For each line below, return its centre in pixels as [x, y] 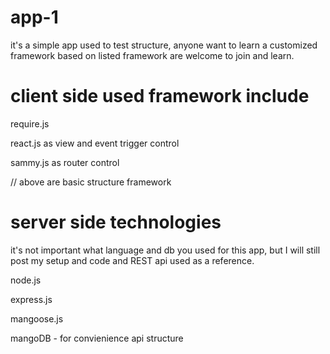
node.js [26, 280]
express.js [31, 299]
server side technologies [116, 222]
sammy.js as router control [65, 162]
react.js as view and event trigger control [95, 143]
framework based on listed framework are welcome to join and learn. [152, 55]
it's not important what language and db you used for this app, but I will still [165, 250]
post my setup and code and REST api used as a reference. [132, 260]
